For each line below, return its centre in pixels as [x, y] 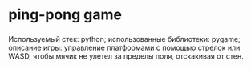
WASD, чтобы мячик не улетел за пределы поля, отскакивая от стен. [126, 56]
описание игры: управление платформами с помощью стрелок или [124, 48]
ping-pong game [65, 15]
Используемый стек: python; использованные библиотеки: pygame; [124, 39]
